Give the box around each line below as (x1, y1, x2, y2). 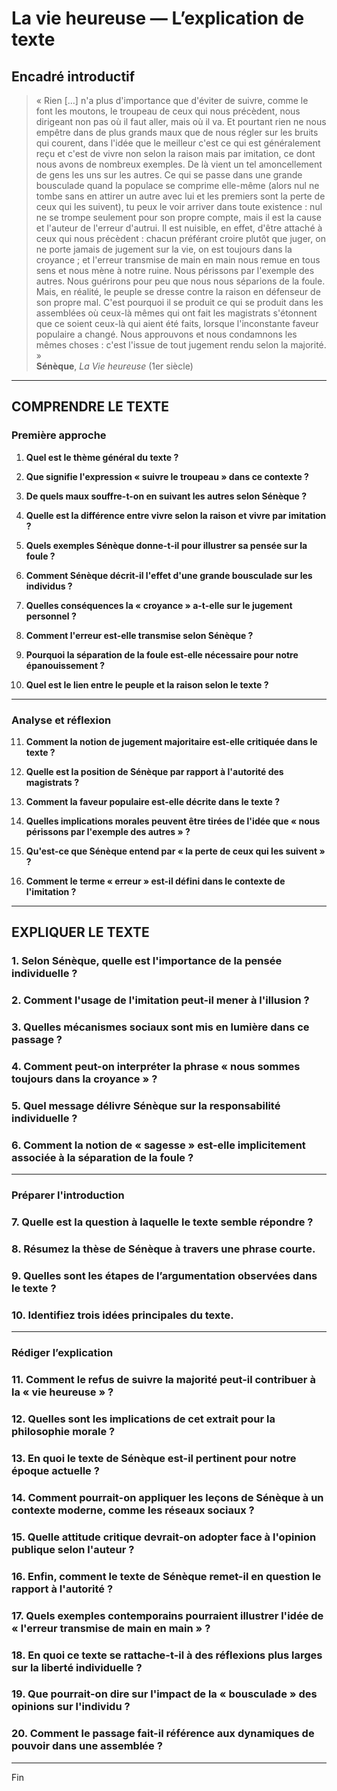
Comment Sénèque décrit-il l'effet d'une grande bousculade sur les (25, 569, 313, 581)
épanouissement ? (25, 659, 106, 671)
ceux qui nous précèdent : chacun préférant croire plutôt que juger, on (35, 233, 326, 244)
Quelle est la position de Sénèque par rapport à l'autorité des (25, 765, 284, 777)
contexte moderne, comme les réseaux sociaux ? (11, 1503, 255, 1517)
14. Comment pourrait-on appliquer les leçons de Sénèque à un (11, 1490, 324, 1504)
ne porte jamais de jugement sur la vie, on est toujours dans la (35, 243, 293, 255)
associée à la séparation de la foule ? (11, 1150, 194, 1164)
